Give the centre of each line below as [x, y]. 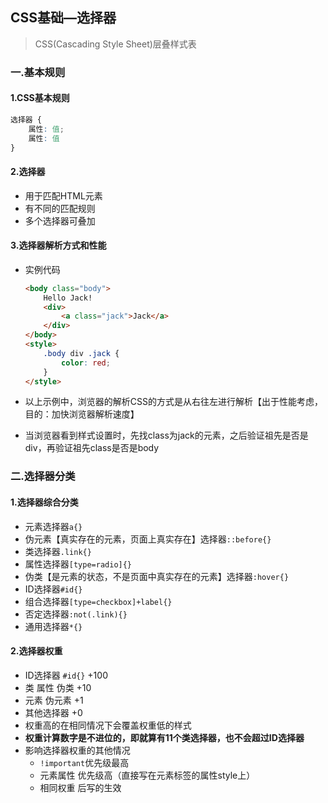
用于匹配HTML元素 [63, 195]
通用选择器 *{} [53, 626]
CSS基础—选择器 [63, 18]
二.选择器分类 [43, 476]
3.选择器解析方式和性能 [58, 245]
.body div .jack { [81, 353]
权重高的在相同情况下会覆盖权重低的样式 [108, 725]
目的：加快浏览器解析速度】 [82, 414]
